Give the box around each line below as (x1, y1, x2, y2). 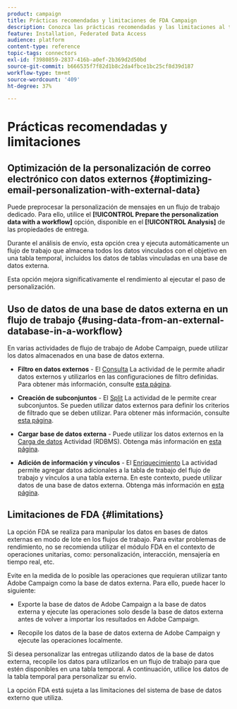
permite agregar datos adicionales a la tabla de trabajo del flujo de (17, 466, 211, 475)
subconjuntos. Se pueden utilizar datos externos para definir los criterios (17, 401, 230, 410)
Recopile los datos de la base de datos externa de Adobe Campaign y (17, 629, 221, 637)
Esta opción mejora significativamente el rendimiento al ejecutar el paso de (7, 275, 226, 284)
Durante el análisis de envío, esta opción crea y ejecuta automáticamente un (7, 239, 229, 248)
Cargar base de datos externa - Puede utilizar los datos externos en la (17, 430, 224, 438)
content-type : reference (7, 43, 80, 50)
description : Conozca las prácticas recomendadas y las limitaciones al (7, 23, 226, 30)
